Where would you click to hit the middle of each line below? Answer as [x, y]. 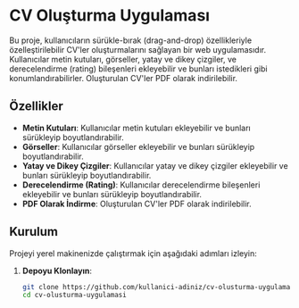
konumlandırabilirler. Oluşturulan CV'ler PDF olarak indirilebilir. [124, 78]
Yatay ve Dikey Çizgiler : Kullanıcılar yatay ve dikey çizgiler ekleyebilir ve [155, 165]
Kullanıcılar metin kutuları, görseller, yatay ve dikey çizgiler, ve [123, 59]
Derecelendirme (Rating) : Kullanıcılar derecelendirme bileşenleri [141, 185]
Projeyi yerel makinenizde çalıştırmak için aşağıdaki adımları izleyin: [133, 253]
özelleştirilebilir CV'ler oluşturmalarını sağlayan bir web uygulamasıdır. [137, 49]
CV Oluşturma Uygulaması [110, 16]
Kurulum [34, 232]
